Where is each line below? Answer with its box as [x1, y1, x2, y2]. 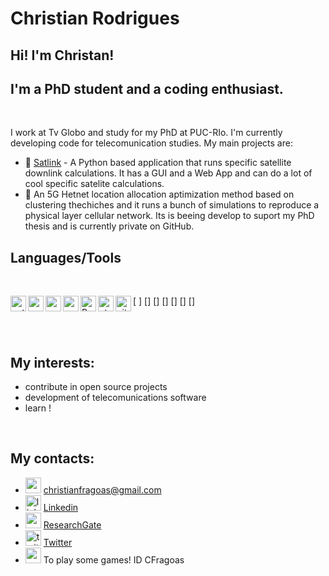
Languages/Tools [10, 249, 122, 266]
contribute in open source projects [24, 381, 168, 393]
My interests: [10, 354, 95, 371]
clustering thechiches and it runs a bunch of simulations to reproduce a [24, 199, 320, 211]
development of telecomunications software [24, 392, 207, 404]
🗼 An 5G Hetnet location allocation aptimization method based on [24, 188, 295, 201]
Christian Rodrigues [10, 7, 180, 30]
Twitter [43, 536, 73, 548]
